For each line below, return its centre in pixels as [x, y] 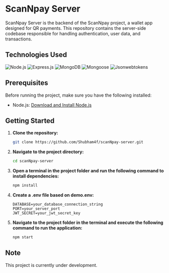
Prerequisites [27, 83]
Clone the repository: [35, 133]
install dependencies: [36, 176]
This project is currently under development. [51, 265]
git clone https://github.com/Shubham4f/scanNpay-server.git [78, 142]
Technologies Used [36, 55]
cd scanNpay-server [33, 161]
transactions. [19, 39]
